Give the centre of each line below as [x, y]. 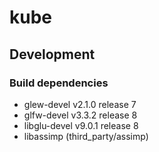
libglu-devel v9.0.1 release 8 [81, 125]
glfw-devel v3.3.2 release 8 [80, 115]
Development [52, 54]
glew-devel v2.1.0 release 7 [80, 104]
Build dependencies [59, 83]
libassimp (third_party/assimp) [86, 136]
